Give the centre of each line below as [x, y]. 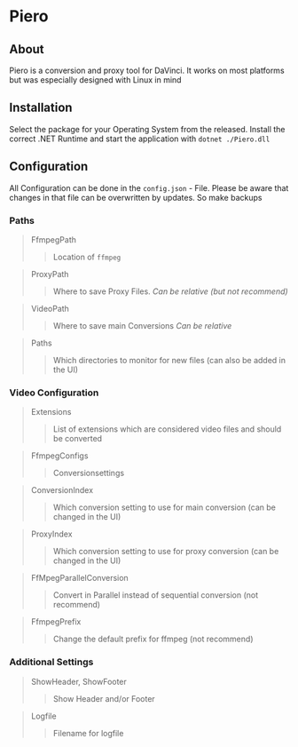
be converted [78, 439]
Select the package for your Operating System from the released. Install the [147, 129]
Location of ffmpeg [87, 257]
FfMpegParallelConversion [79, 578]
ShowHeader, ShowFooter [78, 681]
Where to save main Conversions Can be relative [142, 325]
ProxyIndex [51, 534]
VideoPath [50, 308]
